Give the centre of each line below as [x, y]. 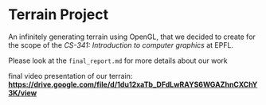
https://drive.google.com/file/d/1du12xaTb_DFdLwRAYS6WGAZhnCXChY [133, 84]
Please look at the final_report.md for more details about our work [118, 60]
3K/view [23, 92]
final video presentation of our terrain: [70, 76]
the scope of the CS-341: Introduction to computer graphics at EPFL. [121, 45]
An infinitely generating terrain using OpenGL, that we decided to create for [132, 37]
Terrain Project [59, 15]
